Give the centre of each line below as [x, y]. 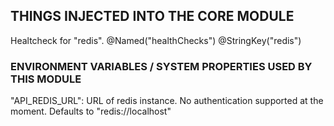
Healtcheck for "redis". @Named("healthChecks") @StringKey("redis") [156, 40]
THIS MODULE [46, 79]
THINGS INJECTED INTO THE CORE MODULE [152, 16]
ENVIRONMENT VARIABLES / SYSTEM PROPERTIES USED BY [161, 66]
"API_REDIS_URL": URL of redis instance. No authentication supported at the [167, 101]
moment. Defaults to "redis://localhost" [91, 111]
